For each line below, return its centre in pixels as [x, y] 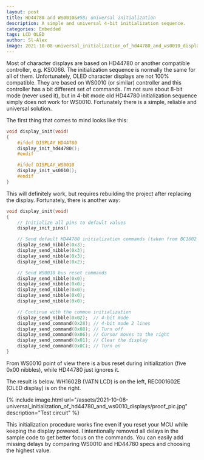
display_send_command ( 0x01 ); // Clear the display [83, 340]
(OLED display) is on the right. [44, 388]
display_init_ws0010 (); [47, 171]
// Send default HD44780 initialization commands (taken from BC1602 [107, 239]
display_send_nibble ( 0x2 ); [51, 262]
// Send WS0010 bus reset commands [62, 273]
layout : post [23, 12]
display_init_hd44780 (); [49, 148]
